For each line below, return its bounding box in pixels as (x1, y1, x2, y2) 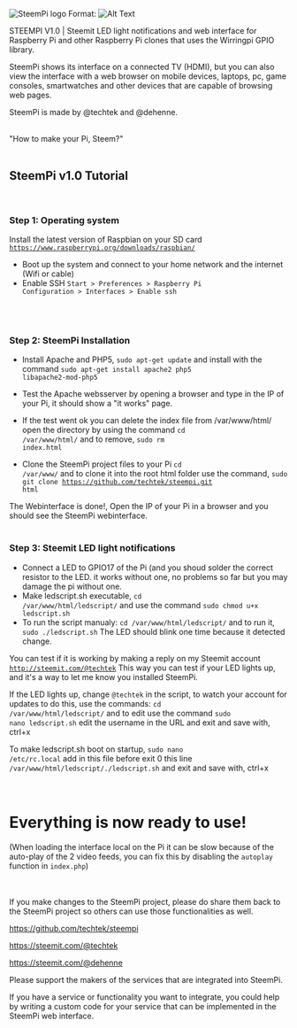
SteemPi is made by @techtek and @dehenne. (9, 107, 179, 117)
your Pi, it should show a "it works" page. (21, 398, 173, 409)
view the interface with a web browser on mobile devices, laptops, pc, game (9, 71, 287, 81)
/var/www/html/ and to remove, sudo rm (21, 434, 165, 444)
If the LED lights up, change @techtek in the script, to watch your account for (9, 689, 287, 700)
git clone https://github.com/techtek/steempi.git (21, 478, 213, 487)
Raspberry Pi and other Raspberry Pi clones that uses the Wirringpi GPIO (9, 35, 275, 45)
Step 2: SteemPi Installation (9, 335, 131, 347)
